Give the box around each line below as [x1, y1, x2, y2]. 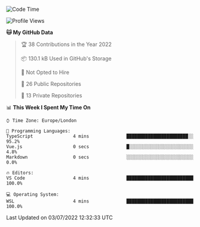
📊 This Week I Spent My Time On [6, 104, 91, 111]
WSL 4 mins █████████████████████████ [6, 198, 194, 204]
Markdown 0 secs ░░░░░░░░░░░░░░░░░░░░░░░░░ [6, 154, 194, 160]
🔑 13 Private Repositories [20, 92, 82, 99]
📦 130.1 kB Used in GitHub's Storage [20, 55, 112, 62]
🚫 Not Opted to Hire [20, 69, 70, 76]
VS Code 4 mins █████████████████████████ [6, 175, 194, 181]
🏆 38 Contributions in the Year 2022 [20, 41, 112, 48]
